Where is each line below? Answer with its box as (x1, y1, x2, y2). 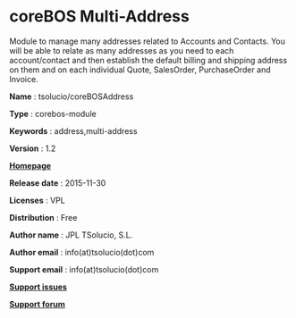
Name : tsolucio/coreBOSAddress (9, 91, 134, 102)
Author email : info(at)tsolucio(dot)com (9, 247, 155, 257)
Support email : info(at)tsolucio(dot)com (9, 264, 159, 274)
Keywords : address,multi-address (9, 125, 138, 136)
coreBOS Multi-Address (9, 6, 190, 27)
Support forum (9, 298, 65, 309)
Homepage (9, 160, 52, 171)
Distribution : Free (9, 212, 78, 222)
